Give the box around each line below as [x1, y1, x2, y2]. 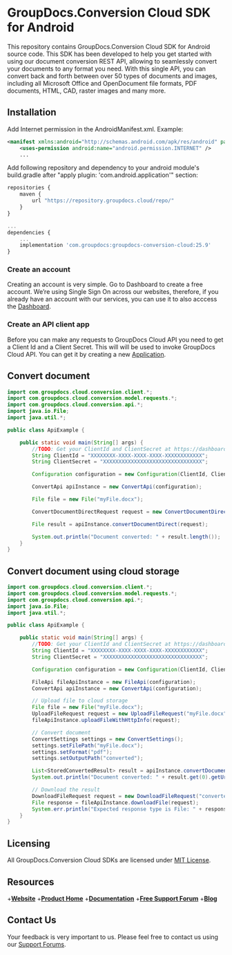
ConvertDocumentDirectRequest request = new [32, 508, 162, 515]
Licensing [7, 837, 50, 849]
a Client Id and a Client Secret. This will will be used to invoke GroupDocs [7, 342, 215, 351]
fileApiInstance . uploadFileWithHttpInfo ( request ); [32, 717, 181, 724]
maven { [19, 191, 41, 198]
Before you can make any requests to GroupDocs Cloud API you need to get [7, 335, 224, 344]
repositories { [7, 185, 51, 192]
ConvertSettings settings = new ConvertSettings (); [32, 735, 184, 743]
